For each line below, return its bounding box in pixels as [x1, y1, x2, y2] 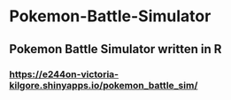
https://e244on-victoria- [9, 68, 119, 81]
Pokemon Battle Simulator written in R [9, 42, 222, 57]
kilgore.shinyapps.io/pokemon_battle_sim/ [9, 79, 198, 91]
